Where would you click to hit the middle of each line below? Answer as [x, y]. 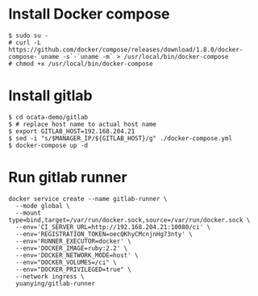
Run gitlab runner [68, 177]
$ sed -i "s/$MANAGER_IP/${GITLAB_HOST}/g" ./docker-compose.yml [120, 138]
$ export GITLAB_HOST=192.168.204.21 [72, 131]
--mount [29, 213]
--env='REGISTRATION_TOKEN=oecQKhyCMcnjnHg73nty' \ [104, 234]
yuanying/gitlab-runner [55, 283]
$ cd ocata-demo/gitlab [48, 117]
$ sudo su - [28, 35]
